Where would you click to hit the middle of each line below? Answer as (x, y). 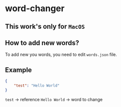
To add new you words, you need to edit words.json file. (61, 54)
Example (18, 70)
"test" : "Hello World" (37, 86)
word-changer (35, 9)
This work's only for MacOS (45, 27)
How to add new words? (42, 43)
